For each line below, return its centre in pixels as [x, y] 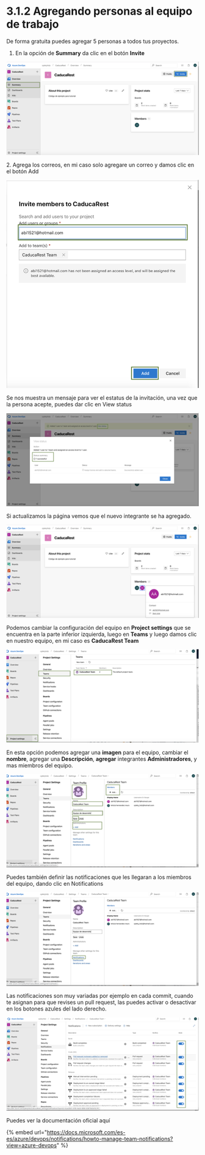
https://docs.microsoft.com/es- [86, 1132]
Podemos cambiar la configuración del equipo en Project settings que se [99, 628]
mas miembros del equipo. [40, 766]
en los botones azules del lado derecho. [56, 1009]
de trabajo [33, 24]
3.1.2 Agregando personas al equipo [99, 11]
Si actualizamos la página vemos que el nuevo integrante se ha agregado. [99, 516]
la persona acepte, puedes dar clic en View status [69, 404]
